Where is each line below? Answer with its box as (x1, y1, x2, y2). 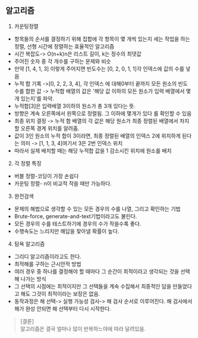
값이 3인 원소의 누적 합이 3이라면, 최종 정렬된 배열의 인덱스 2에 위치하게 (14, 132, 181, 139)
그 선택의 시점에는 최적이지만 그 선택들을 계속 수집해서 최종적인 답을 (14, 283, 172, 290)
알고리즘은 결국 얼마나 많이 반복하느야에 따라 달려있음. (20, 325, 146, 332)
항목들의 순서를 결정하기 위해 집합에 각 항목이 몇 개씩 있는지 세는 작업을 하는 (14, 35, 191, 42)
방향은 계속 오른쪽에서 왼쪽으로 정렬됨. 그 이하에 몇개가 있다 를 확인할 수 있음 (14, 110, 192, 117)
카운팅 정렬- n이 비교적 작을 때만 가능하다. (14, 179, 112, 187)
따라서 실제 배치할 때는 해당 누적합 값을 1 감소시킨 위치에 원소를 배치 (14, 147, 172, 154)
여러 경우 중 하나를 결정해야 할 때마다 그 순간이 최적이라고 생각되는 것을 (14, 268, 180, 275)
